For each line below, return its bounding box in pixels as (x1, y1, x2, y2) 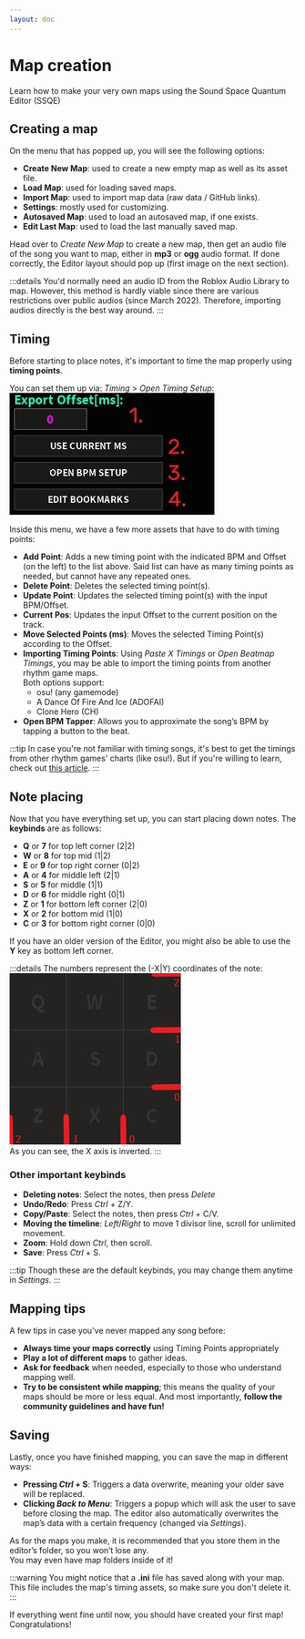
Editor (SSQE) (9, 95, 61, 106)
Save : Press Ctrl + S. (22, 1247, 102, 1258)
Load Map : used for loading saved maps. (22, 182, 178, 193)
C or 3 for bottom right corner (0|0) (22, 918, 156, 928)
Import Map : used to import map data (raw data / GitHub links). (22, 192, 260, 203)
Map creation (9, 55, 112, 76)
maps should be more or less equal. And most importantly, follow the (22, 1391, 283, 1402)
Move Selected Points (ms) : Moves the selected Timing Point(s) (22, 629, 264, 640)
